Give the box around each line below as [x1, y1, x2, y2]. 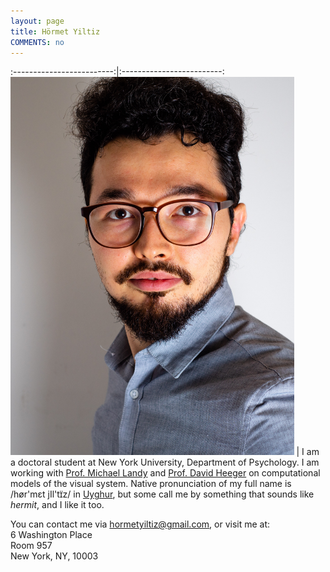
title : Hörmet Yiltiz [10, 26, 101, 37]
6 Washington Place [10, 529, 93, 541]
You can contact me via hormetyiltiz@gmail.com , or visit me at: [10, 518, 271, 530]
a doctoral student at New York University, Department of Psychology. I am [10, 456, 320, 469]
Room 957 [10, 540, 53, 552]
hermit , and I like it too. [10, 499, 105, 511]
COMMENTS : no [10, 37, 65, 47]
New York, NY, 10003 [10, 550, 99, 562]
